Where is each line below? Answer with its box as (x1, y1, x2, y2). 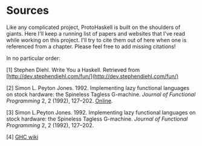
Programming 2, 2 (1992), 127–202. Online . (6, 97, 113, 104)
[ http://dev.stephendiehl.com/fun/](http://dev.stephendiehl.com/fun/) (6, 72, 179, 80)
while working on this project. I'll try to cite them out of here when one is (6, 36, 187, 43)
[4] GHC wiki (6, 133, 39, 141)
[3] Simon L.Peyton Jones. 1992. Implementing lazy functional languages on (6, 109, 196, 116)
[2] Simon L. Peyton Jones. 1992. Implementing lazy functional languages (6, 84, 189, 91)
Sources (6, 4, 50, 17)
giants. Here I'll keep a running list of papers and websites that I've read (6, 30, 186, 37)
